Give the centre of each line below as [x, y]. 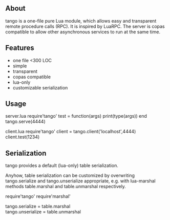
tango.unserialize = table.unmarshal [43, 212]
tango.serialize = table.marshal [38, 206]
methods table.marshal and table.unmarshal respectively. [66, 187]
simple [20, 66]
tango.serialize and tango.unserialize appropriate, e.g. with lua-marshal [80, 181]
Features [20, 48]
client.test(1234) [23, 137]
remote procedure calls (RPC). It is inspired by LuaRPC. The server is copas [85, 26]
